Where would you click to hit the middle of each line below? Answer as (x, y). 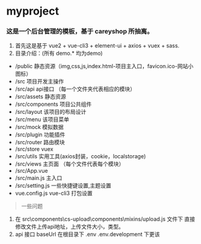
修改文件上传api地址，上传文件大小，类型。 (70, 227)
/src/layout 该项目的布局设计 (51, 112)
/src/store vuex (34, 149)
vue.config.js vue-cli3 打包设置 (54, 193)
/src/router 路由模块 (40, 142)
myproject (33, 11)
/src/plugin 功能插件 (40, 134)
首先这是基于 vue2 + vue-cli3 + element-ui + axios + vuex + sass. (97, 46)
